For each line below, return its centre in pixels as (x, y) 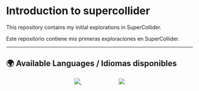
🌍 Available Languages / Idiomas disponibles (92, 64)
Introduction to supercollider (78, 11)
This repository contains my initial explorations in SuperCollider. (84, 27)
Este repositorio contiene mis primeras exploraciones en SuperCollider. (93, 38)
